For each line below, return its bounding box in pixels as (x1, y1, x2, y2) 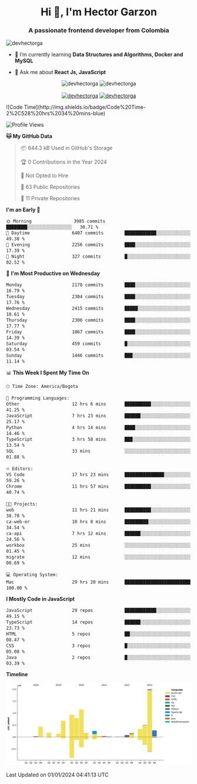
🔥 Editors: (6, 466, 34, 472)
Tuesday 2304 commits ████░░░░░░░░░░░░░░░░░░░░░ (6, 294, 191, 300)
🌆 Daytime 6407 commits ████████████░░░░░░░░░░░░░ (6, 230, 191, 236)
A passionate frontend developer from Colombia (28, 26, 169, 35)
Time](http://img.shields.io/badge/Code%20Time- (24, 104, 146, 111)
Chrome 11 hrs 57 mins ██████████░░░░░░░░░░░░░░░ (6, 484, 191, 490)
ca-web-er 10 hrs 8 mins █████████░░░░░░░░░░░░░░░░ (6, 519, 191, 525)
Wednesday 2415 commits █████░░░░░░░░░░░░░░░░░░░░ (6, 305, 191, 311)
